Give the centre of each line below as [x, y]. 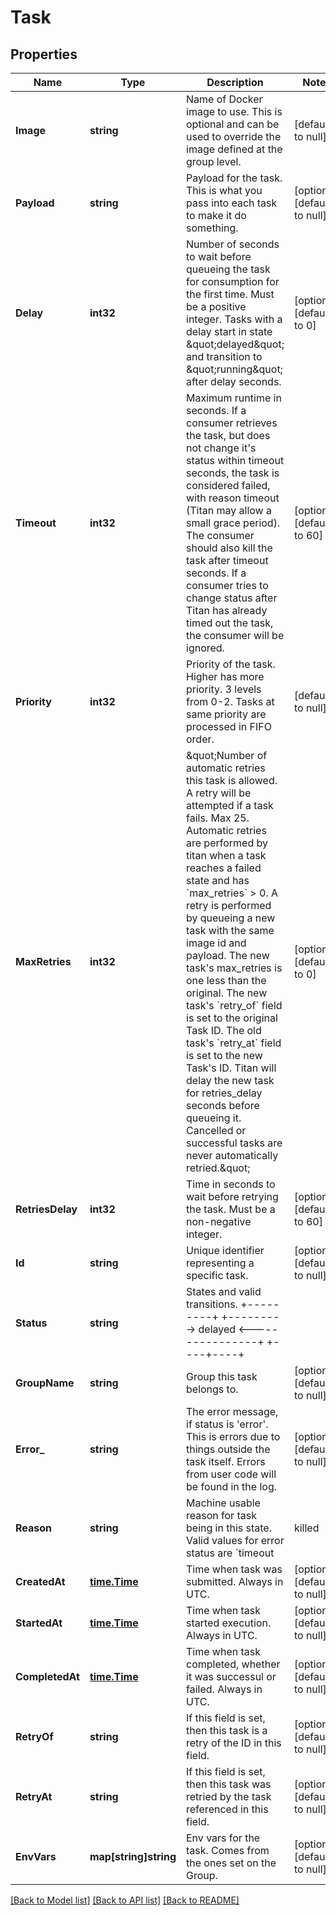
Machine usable [223, 1503]
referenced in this [227, 1809]
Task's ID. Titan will [231, 1068]
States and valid [224, 1291]
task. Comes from [228, 1850]
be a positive [216, 306]
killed [306, 1528]
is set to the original [232, 1018]
